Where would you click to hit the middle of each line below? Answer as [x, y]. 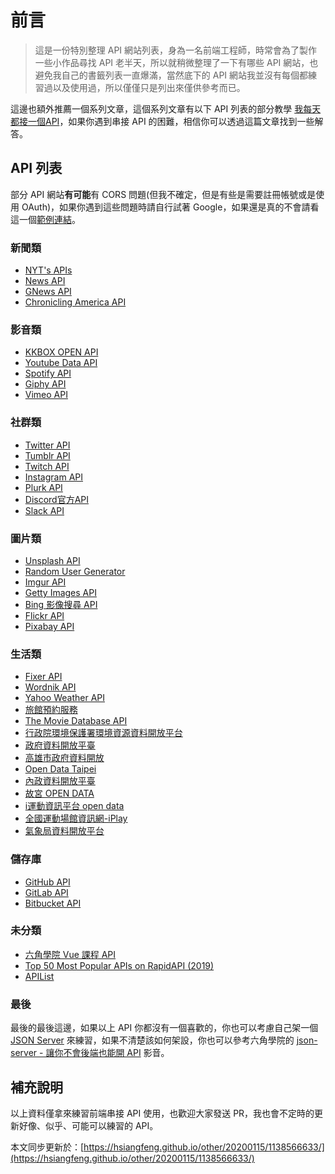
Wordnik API [50, 687]
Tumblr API [47, 455]
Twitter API [47, 445]
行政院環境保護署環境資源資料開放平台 [103, 733]
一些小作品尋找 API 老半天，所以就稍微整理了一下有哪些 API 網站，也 [176, 62]
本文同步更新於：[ [47, 1147]
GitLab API [46, 892]
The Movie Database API [76, 721]
